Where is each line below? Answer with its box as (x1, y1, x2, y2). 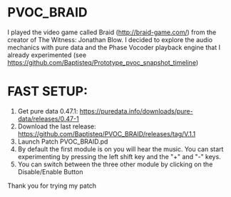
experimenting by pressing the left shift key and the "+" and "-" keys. (17, 152, 221, 161)
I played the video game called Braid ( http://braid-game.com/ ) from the (7, 28, 217, 36)
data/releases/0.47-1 (17, 114, 80, 123)
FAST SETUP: (7, 84, 88, 100)
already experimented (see (7, 51, 87, 59)
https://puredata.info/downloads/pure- (79, 106, 194, 115)
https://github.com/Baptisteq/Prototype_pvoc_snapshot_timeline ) (7, 58, 199, 66)
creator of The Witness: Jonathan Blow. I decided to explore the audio (7, 35, 212, 44)
